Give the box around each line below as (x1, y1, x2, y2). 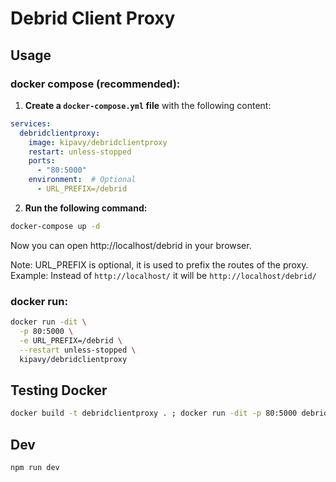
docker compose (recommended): (10, 77, 181, 91)
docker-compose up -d (10, 221, 101, 231)
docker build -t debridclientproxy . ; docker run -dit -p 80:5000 (10, 408, 298, 419)
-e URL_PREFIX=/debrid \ (19, 335, 123, 346)
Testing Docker (10, 382, 108, 399)
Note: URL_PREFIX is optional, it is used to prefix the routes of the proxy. (10, 258, 309, 271)
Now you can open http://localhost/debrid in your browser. (10, 239, 252, 251)
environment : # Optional (28, 175, 137, 185)
